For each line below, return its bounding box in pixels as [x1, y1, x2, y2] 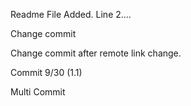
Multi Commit [10, 86, 66, 98]
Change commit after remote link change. [10, 47, 182, 59]
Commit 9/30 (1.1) [10, 67, 83, 78]
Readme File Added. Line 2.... [10, 9, 132, 20]
